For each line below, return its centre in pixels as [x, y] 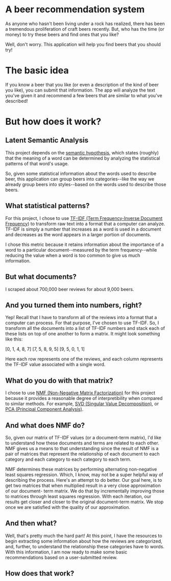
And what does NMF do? [45, 425]
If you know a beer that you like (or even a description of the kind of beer [82, 84]
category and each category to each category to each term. [68, 459]
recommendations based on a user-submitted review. [62, 557]
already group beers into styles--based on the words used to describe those [86, 184]
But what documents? [41, 277]
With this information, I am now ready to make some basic [66, 552]
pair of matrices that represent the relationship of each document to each [82, 454]
